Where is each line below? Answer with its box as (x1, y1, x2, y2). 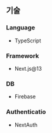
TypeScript (14, 37, 41, 44)
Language (6, 24, 36, 32)
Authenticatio (6, 108, 46, 116)
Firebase (14, 93, 36, 100)
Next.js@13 (14, 65, 42, 72)
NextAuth (14, 121, 38, 128)
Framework (6, 52, 39, 60)
